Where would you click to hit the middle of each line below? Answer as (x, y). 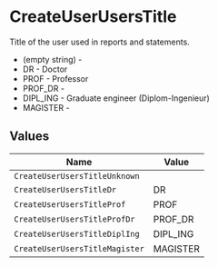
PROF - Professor (55, 78)
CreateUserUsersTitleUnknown (77, 176)
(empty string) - (52, 59)
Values (30, 137)
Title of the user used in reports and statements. (100, 42)
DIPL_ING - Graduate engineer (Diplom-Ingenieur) (116, 98)
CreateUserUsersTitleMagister (79, 248)
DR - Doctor (45, 69)
